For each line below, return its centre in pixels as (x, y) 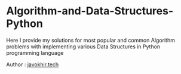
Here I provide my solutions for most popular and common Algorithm (90, 40)
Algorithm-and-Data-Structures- (90, 11)
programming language (35, 53)
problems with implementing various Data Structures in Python (83, 47)
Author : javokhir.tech (33, 64)
